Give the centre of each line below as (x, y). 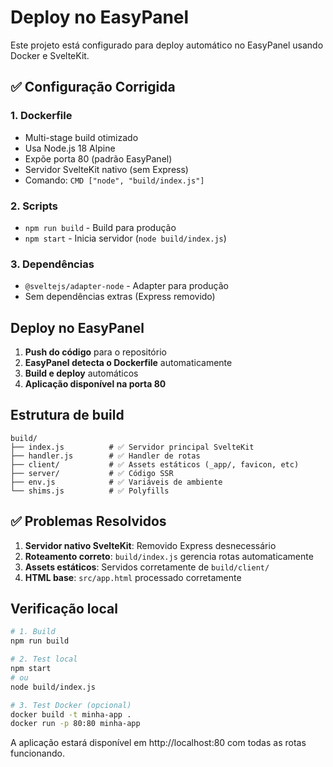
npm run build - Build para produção (100, 227)
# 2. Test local (44, 659)
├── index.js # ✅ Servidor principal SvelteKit (132, 447)
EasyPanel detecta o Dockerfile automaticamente (128, 363)
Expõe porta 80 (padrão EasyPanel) (98, 158)
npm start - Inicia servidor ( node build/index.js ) (125, 238)
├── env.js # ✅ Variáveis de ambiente (116, 482)
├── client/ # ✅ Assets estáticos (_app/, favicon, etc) (155, 464)
